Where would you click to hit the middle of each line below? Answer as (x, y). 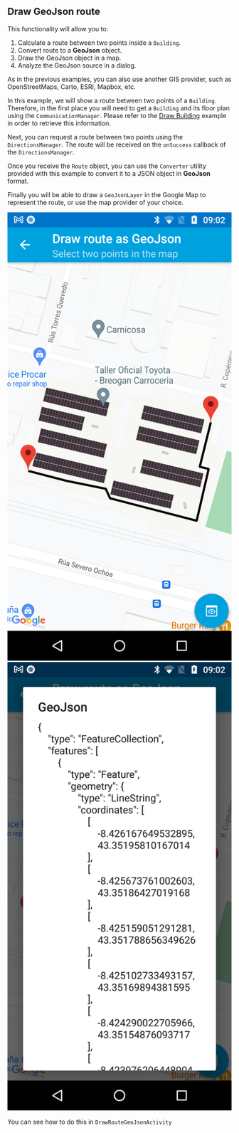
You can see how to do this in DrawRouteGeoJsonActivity (90, 1122)
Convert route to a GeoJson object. (70, 50)
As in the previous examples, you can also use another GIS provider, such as (119, 79)
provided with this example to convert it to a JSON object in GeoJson (109, 173)
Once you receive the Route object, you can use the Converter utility (107, 166)
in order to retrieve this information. (59, 123)
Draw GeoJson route (54, 12)
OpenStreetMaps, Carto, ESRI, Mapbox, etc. (72, 86)
